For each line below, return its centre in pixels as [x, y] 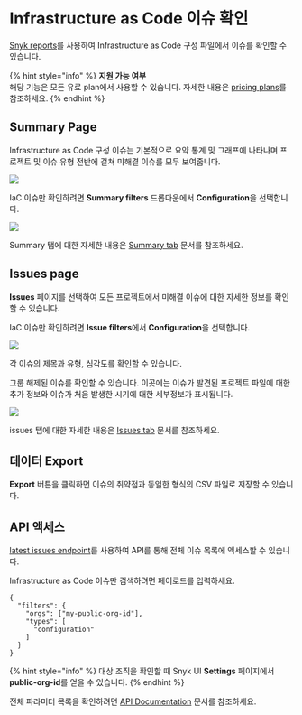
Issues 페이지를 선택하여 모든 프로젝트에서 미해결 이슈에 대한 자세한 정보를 [141, 297]
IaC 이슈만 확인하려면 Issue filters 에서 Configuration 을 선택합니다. [130, 327]
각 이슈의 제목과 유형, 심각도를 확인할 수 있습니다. [96, 363]
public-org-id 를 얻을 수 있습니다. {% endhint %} [97, 682]
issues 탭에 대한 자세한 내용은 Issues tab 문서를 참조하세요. [114, 430]
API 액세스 [37, 527]
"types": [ [46, 622]
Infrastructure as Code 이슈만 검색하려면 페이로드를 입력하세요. [123, 581]
